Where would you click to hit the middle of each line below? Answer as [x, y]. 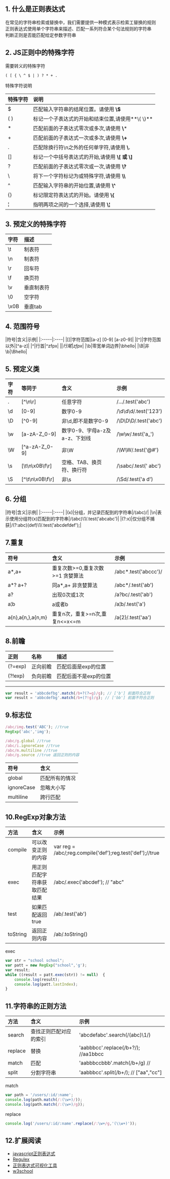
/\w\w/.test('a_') [135, 434]
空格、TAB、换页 [82, 463]
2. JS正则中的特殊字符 [40, 53]
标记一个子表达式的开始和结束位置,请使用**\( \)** [93, 118]
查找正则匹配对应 [51, 1032]
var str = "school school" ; [35, 961]
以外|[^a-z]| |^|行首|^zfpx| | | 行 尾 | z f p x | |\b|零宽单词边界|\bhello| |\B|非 [77, 346]
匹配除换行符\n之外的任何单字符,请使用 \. [82, 147]
